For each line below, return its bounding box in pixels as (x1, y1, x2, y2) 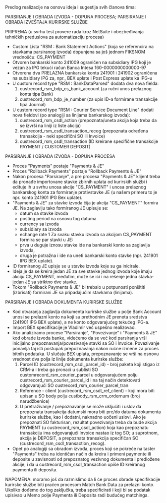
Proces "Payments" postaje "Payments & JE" (12, 163, 105, 169)
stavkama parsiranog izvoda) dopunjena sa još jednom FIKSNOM (12, 49, 145, 55)
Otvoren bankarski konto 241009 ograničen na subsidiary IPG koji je (12, 60, 151, 65)
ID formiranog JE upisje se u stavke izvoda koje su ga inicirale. (12, 263, 140, 269)
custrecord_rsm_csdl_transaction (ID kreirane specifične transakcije (19, 138, 159, 144)
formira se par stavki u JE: (19, 237, 73, 243)
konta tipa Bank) (19, 91, 54, 97)
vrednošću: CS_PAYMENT (12, 54, 66, 60)
